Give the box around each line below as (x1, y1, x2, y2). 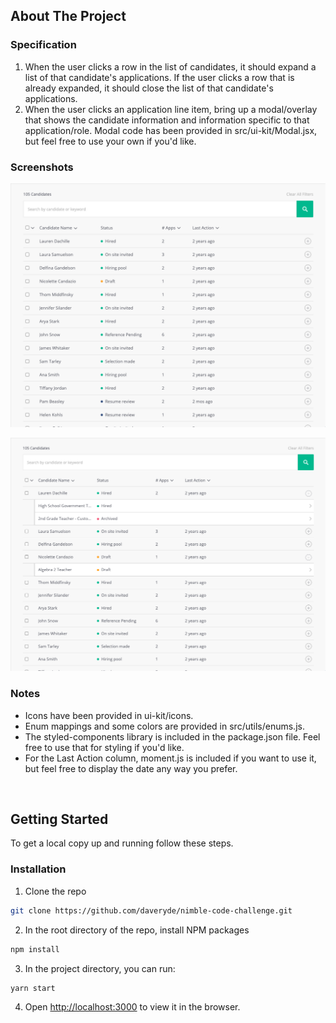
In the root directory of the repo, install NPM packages (24, 924, 250, 936)
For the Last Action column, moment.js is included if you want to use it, (24, 752, 317, 764)
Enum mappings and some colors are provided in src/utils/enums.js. (24, 720, 305, 732)
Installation (10, 862, 67, 876)
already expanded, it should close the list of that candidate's (24, 82, 274, 94)
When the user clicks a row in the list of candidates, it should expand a (24, 60, 317, 73)
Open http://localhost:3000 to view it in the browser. (24, 1001, 241, 1013)
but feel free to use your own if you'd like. (24, 135, 197, 147)
